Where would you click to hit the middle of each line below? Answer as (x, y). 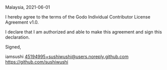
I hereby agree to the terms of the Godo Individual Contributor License (78, 17)
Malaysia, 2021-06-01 (28, 7)
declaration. (18, 37)
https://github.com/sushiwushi (37, 62)
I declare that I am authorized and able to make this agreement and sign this (83, 32)
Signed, (13, 47)
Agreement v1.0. (22, 22)
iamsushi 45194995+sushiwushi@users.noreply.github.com (67, 56)
